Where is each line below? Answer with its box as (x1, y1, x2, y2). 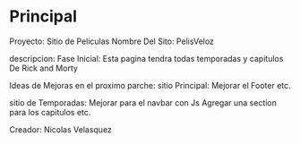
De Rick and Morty (9, 63, 79, 73)
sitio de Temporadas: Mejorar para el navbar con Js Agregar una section (9, 97, 278, 108)
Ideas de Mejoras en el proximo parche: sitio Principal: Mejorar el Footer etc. (9, 80, 291, 90)
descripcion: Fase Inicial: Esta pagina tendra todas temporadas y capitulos (9, 53, 284, 64)
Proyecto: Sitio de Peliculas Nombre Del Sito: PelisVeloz (9, 36, 215, 47)
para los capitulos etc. (9, 106, 91, 117)
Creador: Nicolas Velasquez (9, 123, 112, 135)
